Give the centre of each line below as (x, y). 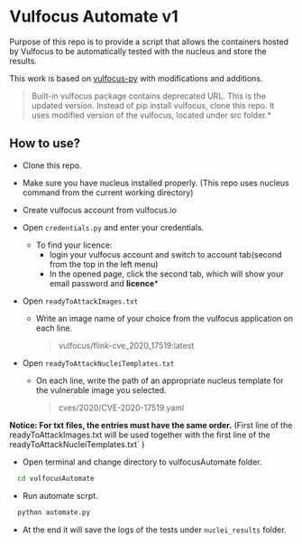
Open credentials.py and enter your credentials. (113, 227)
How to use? (45, 143)
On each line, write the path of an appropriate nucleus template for (160, 380)
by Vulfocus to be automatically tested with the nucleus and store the (138, 51)
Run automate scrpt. (60, 495)
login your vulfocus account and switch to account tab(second (165, 254)
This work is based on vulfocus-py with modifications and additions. (136, 78)
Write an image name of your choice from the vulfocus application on (165, 318)
